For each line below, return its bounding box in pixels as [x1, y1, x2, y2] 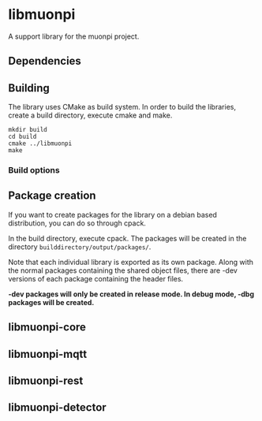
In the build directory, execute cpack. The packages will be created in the [8, 233, 247, 243]
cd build [8, 132, 37, 141]
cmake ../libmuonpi [8, 140, 73, 147]
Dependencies [8, 54, 81, 68]
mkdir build [8, 126, 47, 134]
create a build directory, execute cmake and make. [8, 110, 173, 120]
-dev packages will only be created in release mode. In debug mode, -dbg [8, 289, 255, 299]
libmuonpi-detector [8, 401, 107, 415]
